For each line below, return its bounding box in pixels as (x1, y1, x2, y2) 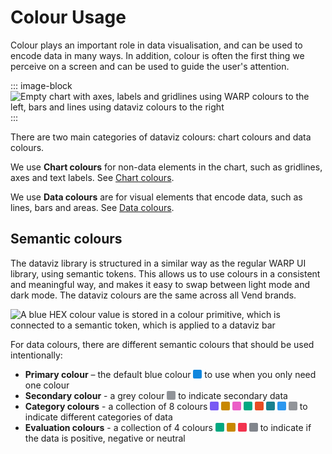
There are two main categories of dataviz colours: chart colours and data (10, 131, 312, 143)
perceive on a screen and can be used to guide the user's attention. (10, 60, 290, 72)
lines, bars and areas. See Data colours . (10, 201, 175, 213)
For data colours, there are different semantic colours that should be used (10, 338, 315, 350)
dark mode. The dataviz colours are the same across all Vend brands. (10, 289, 297, 301)
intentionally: (10, 349, 63, 361)
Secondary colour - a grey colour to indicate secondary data (24, 389, 288, 401)
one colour (24, 379, 70, 391)
